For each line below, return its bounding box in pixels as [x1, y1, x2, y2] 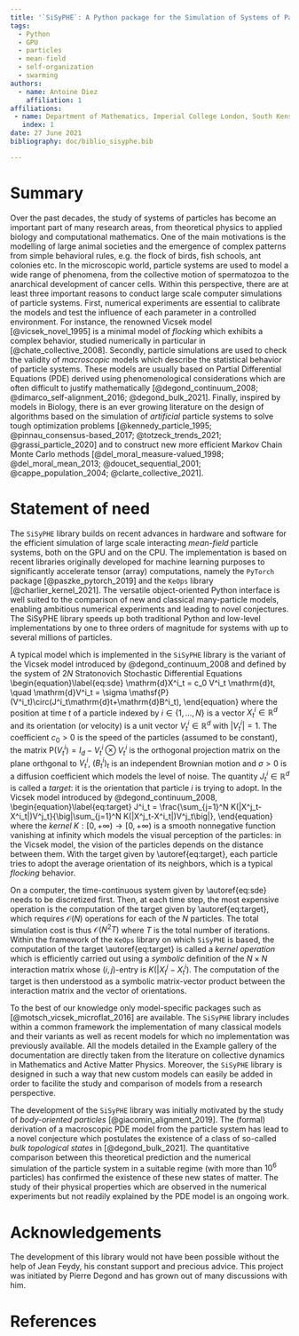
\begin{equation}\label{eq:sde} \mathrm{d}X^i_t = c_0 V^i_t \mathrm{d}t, [10, 677, 276, 688]
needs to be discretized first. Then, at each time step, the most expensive [10, 894, 279, 905]
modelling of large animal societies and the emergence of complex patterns [10, 241, 287, 252]
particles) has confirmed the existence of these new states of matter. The [10, 1172, 279, 1183]
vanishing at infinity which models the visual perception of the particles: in [10, 829, 282, 840]
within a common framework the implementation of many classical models [10, 1021, 282, 1032]
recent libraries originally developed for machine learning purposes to [10, 556, 265, 567]
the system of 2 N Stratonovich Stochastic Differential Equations [10, 668, 243, 678]
